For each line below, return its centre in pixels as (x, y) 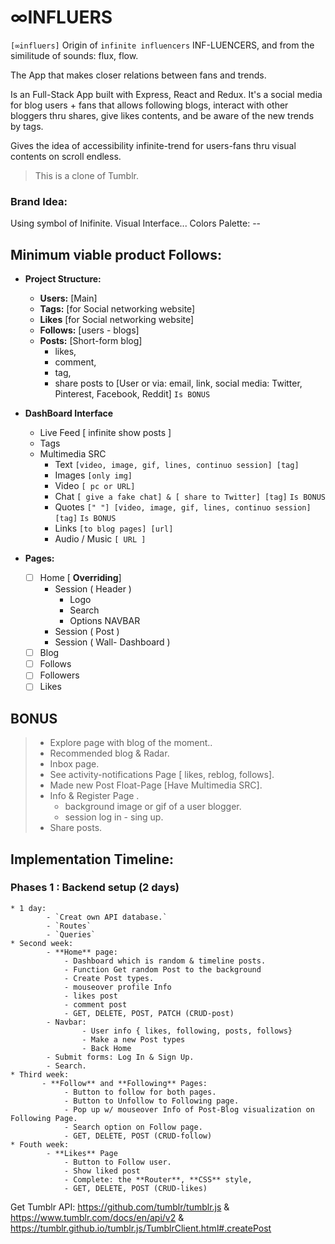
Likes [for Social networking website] (117, 320)
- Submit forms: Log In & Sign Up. (120, 1057)
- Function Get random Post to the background (162, 969)
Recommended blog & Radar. (109, 753)
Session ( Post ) (87, 632)
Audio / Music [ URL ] (100, 539)
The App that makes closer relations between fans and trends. (138, 75)
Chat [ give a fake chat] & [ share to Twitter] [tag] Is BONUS (190, 497)
